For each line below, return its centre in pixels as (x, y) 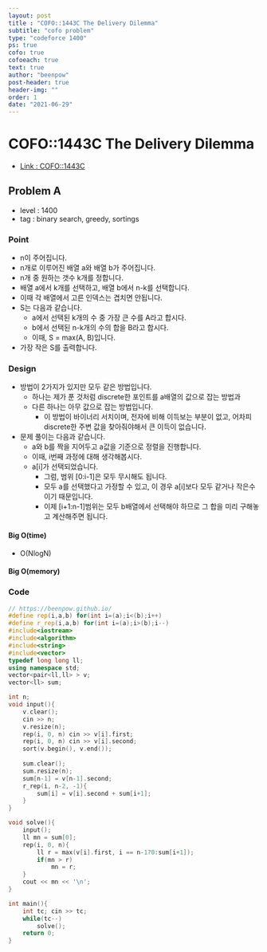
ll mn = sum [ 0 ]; (50, 837)
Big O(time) (27, 536)
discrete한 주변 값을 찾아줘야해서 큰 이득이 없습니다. (125, 427)
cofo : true (26, 53)
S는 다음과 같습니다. (51, 308)
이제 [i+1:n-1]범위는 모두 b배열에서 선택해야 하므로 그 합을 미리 (141, 506)
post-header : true (39, 82)
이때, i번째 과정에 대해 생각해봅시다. (86, 457)
